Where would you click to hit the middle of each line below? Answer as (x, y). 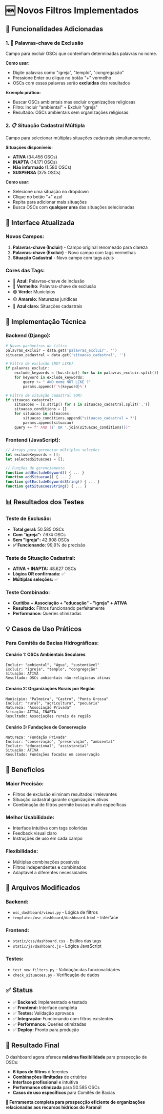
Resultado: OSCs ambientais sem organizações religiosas (71, 112)
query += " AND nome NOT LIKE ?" (57, 382)
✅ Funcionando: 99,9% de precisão (49, 545)
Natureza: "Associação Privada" (38, 708)
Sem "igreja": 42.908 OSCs (41, 540)
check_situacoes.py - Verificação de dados (56, 975)
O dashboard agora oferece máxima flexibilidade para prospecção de (76, 1057)
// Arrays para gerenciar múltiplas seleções (52, 450)
